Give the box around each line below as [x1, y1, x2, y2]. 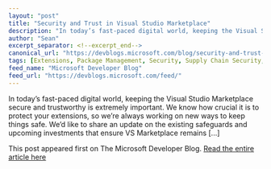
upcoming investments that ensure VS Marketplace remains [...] [8, 128, 220, 138]
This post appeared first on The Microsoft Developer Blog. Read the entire [8, 143, 255, 153]
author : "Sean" [8, 34, 60, 43]
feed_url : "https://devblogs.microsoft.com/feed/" [8, 72, 182, 80]
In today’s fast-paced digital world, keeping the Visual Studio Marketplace [8, 93, 254, 103]
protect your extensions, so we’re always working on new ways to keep [8, 110, 246, 121]
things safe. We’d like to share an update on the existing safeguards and [8, 119, 248, 129]
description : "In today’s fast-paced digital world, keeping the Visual [8, 27, 258, 35]
